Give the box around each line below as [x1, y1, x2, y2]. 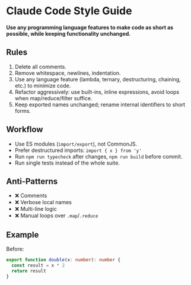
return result [11, 268, 46, 274]
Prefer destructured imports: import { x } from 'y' [14, 147, 142, 154]
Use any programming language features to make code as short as [6, 24, 174, 31]
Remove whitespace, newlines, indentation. [14, 69, 121, 77]
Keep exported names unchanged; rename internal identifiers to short [14, 101, 186, 108]
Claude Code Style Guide [6, 4, 132, 18]
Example [6, 230, 39, 240]
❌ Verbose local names [14, 199, 72, 206]
